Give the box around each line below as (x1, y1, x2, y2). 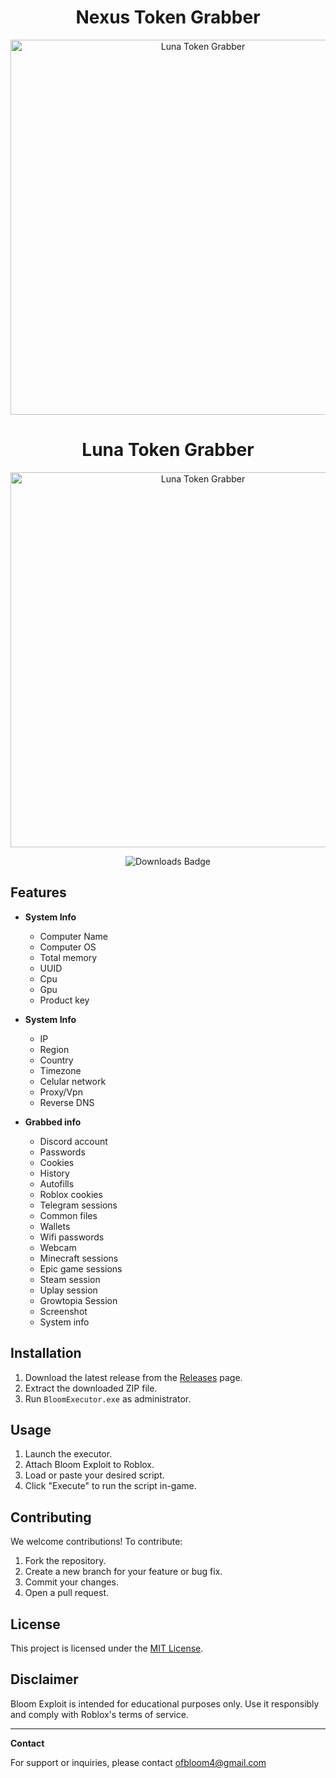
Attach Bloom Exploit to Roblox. (24, 1459, 155, 1471)
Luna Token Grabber (81, 439, 255, 461)
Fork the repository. (24, 1555, 107, 1567)
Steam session (39, 1273, 101, 1285)
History (39, 1167, 70, 1179)
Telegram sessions (39, 1199, 118, 1211)
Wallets (39, 1220, 71, 1232)
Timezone (39, 1064, 82, 1076)
